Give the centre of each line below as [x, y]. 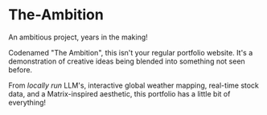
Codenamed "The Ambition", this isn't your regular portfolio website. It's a [131, 52]
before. [21, 69]
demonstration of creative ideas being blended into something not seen [127, 61]
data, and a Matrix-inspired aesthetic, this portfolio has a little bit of [119, 93]
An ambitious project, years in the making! [78, 37]
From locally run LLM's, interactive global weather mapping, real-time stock [134, 85]
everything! [27, 102]
